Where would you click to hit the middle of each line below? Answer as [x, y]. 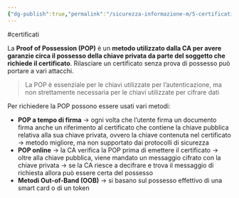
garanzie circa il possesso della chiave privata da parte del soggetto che [116, 56]
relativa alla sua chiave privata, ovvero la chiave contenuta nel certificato [124, 135]
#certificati [23, 34]
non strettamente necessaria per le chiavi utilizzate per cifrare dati [122, 92]
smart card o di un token [54, 188]
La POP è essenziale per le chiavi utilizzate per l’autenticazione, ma [123, 84]
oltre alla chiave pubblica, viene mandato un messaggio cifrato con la [119, 157]
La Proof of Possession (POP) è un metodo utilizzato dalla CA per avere [115, 48]
